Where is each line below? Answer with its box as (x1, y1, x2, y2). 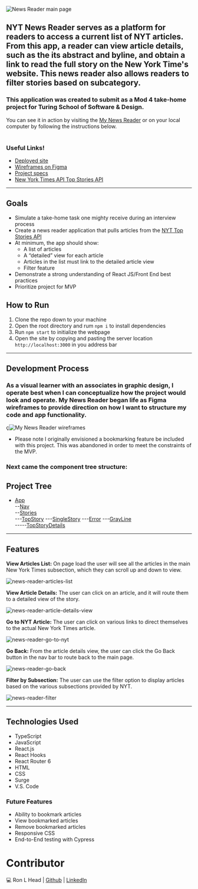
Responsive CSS (14, 829, 55, 836)
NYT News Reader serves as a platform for (6, 22, 166, 32)
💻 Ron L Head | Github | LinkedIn (6, 876, 87, 883)
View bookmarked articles (14, 817, 78, 824)
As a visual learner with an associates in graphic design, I (6, 381, 174, 389)
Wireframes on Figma (14, 163, 68, 170)
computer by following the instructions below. (6, 123, 117, 130)
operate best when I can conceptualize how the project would (6, 388, 186, 396)
